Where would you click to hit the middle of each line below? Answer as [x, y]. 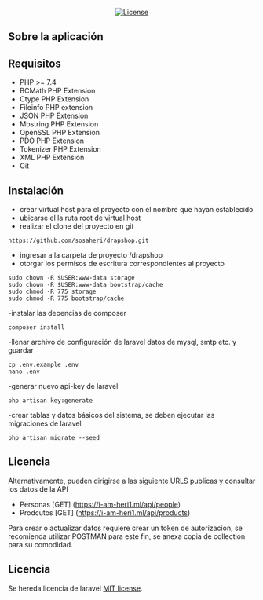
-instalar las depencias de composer [68, 313]
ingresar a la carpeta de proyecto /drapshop [91, 255]
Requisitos [35, 63]
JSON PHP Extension [54, 116]
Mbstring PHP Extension [59, 124]
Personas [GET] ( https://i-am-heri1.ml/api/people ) [100, 504]
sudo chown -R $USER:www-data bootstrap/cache [86, 285]
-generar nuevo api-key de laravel [63, 386]
